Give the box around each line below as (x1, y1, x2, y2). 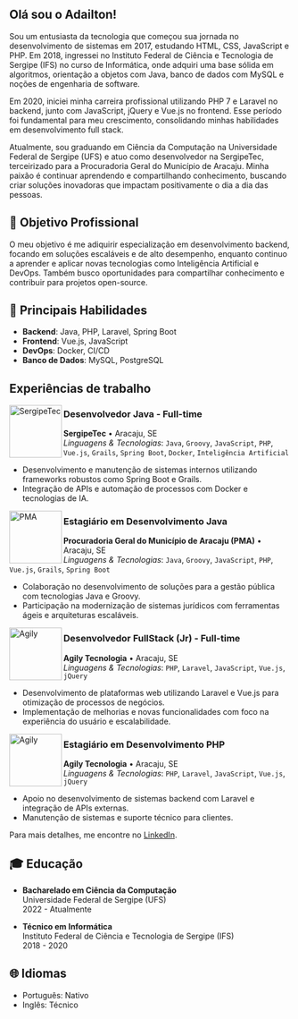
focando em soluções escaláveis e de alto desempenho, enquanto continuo (9, 248, 288, 259)
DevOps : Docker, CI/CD (21, 345, 110, 356)
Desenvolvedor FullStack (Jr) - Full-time (63, 633, 241, 645)
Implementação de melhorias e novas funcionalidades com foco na (21, 706, 269, 717)
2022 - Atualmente (21, 904, 92, 914)
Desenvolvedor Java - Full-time (63, 407, 203, 420)
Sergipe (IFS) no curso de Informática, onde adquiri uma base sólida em (9, 59, 274, 70)
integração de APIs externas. (21, 802, 129, 813)
